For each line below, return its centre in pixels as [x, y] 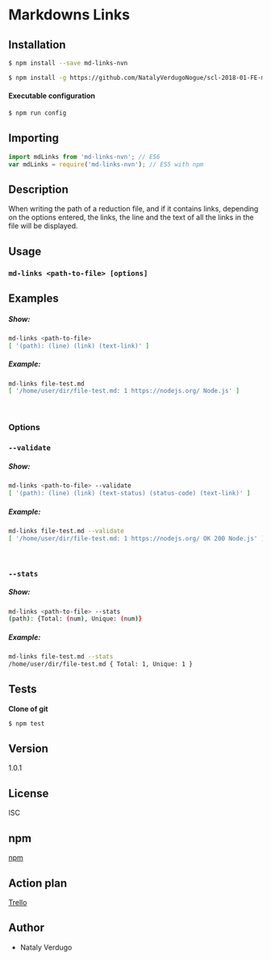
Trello [18, 902]
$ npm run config [38, 113]
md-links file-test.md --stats [61, 657]
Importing [33, 138]
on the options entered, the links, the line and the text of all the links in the [131, 217]
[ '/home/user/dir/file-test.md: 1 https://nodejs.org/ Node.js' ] [124, 391]
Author [26, 928]
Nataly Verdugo [46, 947]
